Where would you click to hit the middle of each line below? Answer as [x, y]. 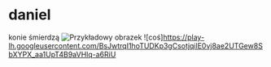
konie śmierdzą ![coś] [86, 37]
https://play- [184, 37]
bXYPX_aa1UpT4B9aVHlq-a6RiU [62, 54]
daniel [30, 15]
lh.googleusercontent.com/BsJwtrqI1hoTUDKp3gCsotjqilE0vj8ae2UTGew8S [135, 45]
